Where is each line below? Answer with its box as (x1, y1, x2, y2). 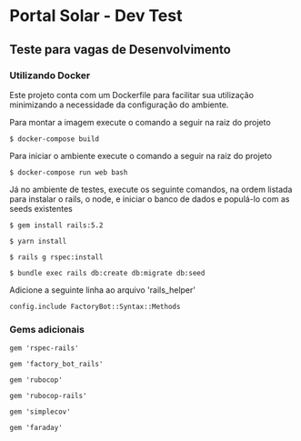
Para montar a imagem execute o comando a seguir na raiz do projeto (9, 116, 271, 127)
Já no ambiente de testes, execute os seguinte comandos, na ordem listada (9, 184, 293, 195)
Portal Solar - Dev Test (9, 5, 183, 26)
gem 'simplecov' (9, 407, 71, 416)
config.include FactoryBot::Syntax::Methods (9, 302, 181, 311)
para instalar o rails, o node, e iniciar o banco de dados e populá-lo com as (9, 193, 290, 205)
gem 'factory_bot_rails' (9, 360, 104, 369)
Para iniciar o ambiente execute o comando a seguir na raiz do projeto (9, 150, 273, 161)
